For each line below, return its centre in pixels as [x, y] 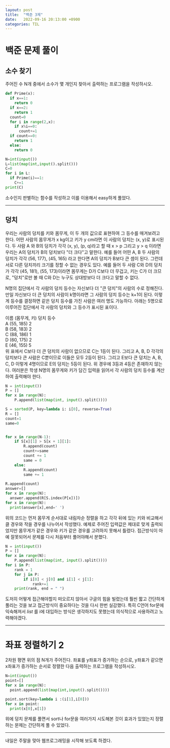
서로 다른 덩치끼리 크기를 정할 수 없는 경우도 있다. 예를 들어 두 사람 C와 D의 [79, 265]
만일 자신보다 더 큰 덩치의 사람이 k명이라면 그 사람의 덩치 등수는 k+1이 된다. [79, 295]
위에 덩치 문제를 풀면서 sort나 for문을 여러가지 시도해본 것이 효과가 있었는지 [80, 719]
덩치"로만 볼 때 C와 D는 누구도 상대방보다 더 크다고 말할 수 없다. [77, 277]
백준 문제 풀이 [32, 51]
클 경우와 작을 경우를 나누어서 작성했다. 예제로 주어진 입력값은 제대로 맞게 [77, 524]
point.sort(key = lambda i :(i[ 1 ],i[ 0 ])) [47, 699]
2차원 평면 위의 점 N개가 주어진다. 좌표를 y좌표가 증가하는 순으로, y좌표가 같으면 [84, 660]
